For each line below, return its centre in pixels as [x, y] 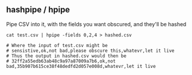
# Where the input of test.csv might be [57, 45]
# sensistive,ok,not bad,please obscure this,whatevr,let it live [90, 51]
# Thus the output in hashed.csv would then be [66, 56]
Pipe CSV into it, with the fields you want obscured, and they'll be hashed [96, 24]
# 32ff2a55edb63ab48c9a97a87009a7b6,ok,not [61, 61]
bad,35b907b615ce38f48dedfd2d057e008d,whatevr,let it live [81, 66]
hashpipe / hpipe [38, 10]
